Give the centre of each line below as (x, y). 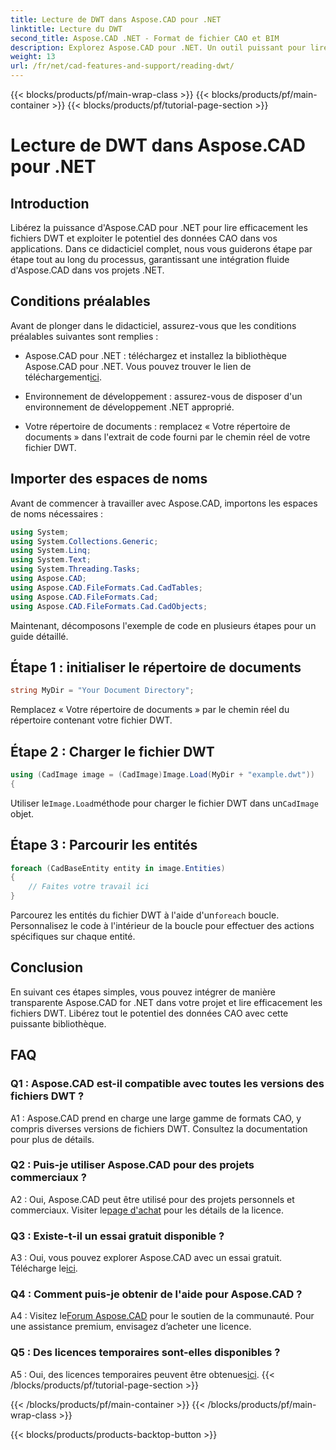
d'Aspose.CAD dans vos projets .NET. (87, 270)
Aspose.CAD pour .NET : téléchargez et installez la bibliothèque (155, 355)
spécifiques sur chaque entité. (73, 937)
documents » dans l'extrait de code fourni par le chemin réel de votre (167, 437)
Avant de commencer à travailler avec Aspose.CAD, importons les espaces (164, 503)
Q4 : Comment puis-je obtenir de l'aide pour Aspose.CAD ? (156, 1294)
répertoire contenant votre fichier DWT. (91, 720)
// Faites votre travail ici (89, 887)
